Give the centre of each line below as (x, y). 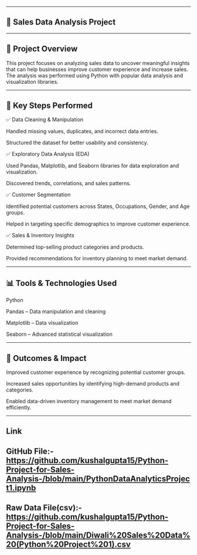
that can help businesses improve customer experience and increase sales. (97, 69)
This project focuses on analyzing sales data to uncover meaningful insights (98, 63)
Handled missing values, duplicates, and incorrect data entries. (82, 131)
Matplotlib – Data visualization (42, 323)
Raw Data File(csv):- (44, 508)
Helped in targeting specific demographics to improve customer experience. (98, 224)
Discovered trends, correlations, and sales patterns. (69, 183)
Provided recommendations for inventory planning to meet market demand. (97, 258)
